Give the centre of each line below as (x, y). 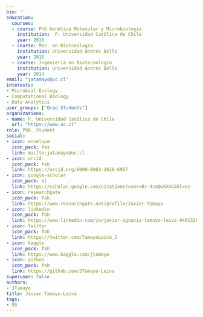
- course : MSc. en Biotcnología (53, 46)
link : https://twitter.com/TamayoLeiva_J (65, 237)
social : (16, 136)
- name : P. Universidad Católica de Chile (60, 119)
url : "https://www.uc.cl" (44, 125)
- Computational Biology (37, 96)
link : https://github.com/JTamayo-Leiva (63, 271)
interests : (20, 85)
